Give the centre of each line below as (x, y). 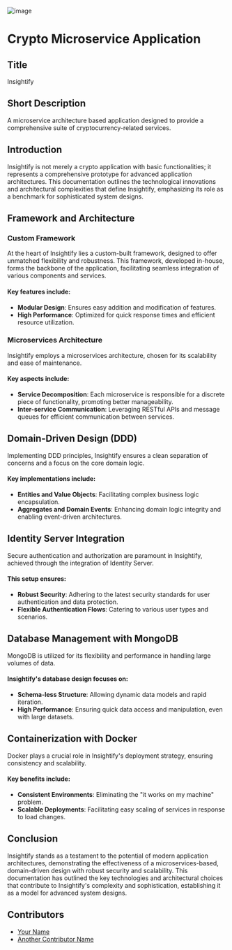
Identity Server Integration (66, 539)
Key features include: (39, 292)
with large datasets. (46, 717)
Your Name (33, 931)
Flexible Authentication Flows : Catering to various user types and (113, 610)
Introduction (35, 150)
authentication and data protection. (68, 602)
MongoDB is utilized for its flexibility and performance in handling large (109, 655)
